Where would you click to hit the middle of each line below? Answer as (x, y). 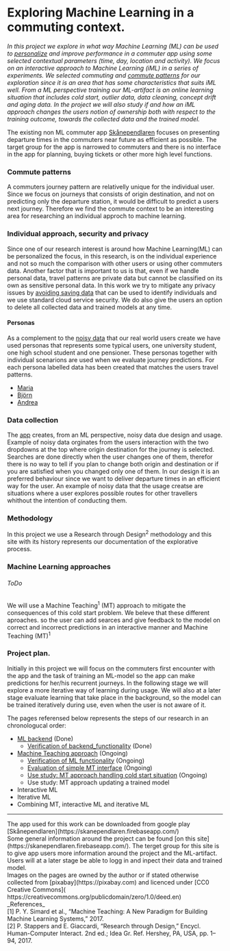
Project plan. (29, 653)
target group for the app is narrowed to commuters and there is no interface (114, 147)
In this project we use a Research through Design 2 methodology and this (110, 534)
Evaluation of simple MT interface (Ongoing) (90, 768)
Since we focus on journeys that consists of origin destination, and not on (111, 194)
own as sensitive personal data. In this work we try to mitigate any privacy (111, 285)
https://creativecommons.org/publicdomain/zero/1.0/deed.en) (94, 897)
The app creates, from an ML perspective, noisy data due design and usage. (115, 435)
